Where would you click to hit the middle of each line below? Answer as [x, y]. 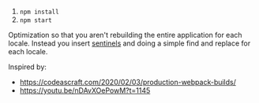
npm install [39, 12]
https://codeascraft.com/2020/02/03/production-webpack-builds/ [128, 82]
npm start [36, 20]
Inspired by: [28, 67]
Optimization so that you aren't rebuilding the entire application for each [125, 35]
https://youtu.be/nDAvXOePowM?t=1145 [85, 90]
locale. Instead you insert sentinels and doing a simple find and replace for [129, 43]
